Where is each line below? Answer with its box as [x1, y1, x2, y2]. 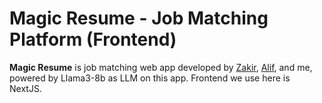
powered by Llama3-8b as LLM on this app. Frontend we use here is [9, 72, 291, 84]
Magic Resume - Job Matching [9, 7, 269, 30]
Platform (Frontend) [9, 28, 177, 51]
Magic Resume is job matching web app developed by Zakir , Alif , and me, [9, 61, 313, 73]
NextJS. [9, 82, 42, 94]
